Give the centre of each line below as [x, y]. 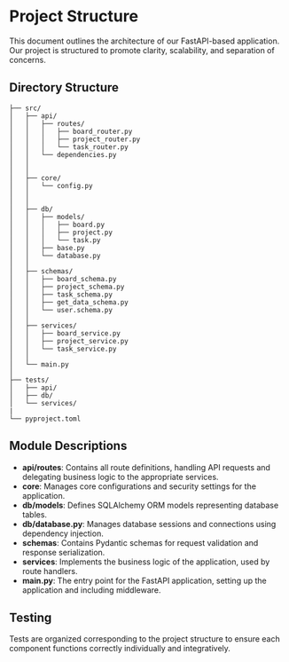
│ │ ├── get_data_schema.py [69, 302]
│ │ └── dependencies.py [63, 154]
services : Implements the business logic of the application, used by [146, 562]
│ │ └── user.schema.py [61, 310]
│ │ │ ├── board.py [57, 225]
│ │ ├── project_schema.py [67, 287]
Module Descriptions [68, 446]
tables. [34, 514]
